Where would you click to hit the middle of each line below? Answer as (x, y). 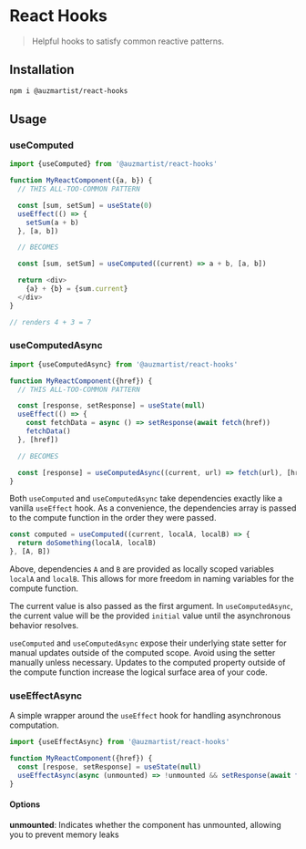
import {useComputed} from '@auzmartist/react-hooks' (114, 164)
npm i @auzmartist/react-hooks (69, 91)
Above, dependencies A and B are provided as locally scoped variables (142, 569)
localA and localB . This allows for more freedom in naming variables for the (152, 579)
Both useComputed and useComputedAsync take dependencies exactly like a (146, 499)
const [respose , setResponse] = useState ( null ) (110, 767)
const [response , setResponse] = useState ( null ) (112, 406)
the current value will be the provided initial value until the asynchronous (150, 616)
